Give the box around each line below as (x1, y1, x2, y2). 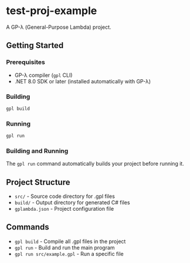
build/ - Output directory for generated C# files (14, 199, 130, 206)
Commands (6, 222, 50, 232)
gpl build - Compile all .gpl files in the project (14, 238, 126, 245)
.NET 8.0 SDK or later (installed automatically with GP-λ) (14, 77, 151, 85)
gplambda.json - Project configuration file (14, 205, 114, 213)
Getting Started (6, 41, 64, 50)
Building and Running (6, 147, 69, 155)
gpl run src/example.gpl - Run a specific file (14, 250, 124, 257)
